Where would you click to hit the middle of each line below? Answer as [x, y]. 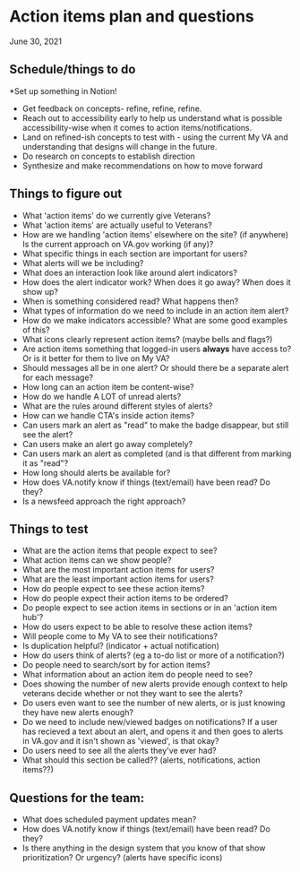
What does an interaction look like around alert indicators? [129, 272]
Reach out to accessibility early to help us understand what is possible [152, 117]
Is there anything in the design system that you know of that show [144, 848]
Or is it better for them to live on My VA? [96, 358]
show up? [40, 291]
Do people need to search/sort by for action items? [116, 665]
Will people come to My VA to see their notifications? [120, 636]
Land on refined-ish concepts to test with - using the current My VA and [155, 137]
